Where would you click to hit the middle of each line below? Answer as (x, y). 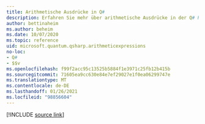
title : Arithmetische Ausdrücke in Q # (56, 12)
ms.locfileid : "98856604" (39, 97)
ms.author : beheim (30, 29)
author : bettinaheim (33, 23)
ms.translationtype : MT (37, 80)
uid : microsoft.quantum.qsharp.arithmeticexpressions (76, 46)
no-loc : (16, 52)
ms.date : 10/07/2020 (33, 35)
